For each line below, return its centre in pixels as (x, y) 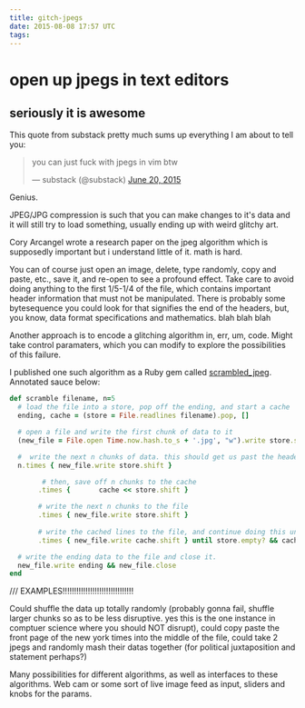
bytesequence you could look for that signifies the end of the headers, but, (149, 308)
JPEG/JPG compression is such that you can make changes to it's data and (150, 215)
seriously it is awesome (78, 113)
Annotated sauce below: (55, 382)
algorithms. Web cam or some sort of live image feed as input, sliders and (148, 684)
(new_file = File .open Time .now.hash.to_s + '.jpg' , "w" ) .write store (154, 440)
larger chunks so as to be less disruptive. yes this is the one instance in (143, 618)
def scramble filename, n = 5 (63, 399)
